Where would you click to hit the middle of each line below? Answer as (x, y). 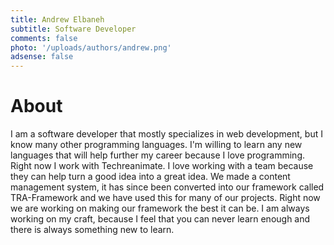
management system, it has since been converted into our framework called (167, 187)
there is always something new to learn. (92, 230)
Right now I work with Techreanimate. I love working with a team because (162, 166)
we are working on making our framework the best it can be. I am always (160, 208)
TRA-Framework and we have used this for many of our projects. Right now (165, 198)
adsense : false (42, 57)
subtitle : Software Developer (73, 29)
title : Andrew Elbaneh (57, 19)
